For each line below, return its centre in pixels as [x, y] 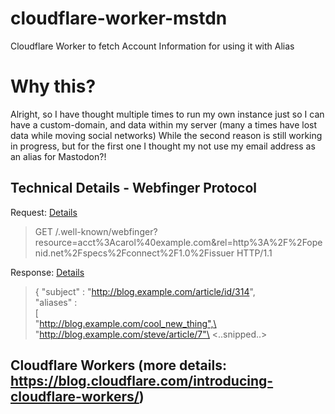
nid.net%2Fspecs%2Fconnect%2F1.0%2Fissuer [134, 253]
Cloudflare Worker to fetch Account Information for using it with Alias [152, 46]
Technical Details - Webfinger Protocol [133, 188]
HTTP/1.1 [254, 253]
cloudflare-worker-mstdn [119, 18]
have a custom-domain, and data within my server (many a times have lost [164, 124]
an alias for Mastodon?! [58, 156]
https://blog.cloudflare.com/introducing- [142, 381]
